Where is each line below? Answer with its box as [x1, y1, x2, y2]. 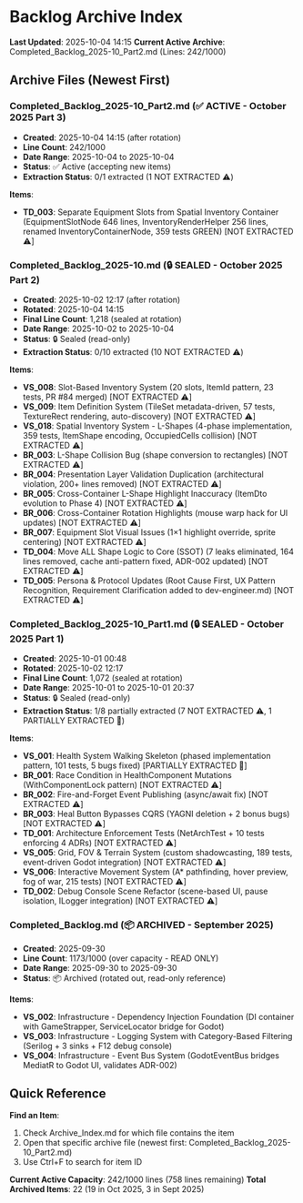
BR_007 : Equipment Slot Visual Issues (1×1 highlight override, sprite [22, 526, 276, 538]
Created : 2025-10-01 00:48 [22, 653, 127, 664]
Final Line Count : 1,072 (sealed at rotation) [22, 672, 184, 683]
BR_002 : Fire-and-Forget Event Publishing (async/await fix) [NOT [22, 789, 269, 800]
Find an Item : [9, 1110, 60, 1121]
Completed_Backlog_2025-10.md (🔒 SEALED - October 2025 [9, 258, 283, 271]
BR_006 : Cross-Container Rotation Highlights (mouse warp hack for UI [22, 507, 288, 518]
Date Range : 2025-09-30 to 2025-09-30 [22, 962, 177, 973]
